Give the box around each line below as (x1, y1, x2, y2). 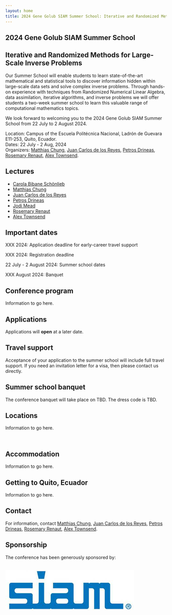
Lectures (5, 167, 34, 176)
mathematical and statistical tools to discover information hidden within (5, 77, 156, 84)
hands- (149, 83, 165, 89)
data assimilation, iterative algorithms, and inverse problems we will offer (5, 94, 159, 100)
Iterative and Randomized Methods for (5, 51, 131, 59)
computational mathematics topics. (5, 105, 79, 111)
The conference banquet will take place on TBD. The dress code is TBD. (5, 396, 158, 403)
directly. (5, 368, 23, 374)
